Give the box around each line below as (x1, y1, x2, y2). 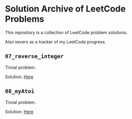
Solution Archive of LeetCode (5, 3, 126, 14)
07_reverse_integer (5, 53, 64, 60)
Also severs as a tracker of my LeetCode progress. (5, 39, 106, 44)
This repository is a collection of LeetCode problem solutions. (5, 29, 128, 35)
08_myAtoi (5, 88, 35, 95)
